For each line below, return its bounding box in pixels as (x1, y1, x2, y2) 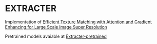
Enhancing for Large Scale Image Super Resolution (5, 24, 107, 29)
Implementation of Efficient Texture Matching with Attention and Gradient (5, 19, 152, 25)
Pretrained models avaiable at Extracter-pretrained (5, 33, 107, 39)
